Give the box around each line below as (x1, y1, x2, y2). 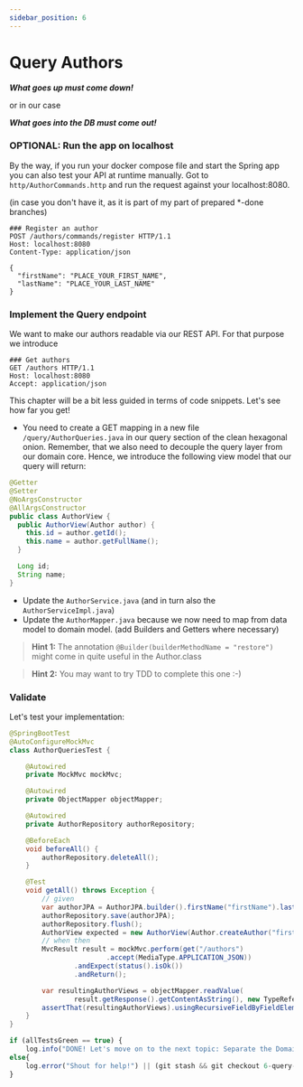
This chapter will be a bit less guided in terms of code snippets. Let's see (9, 395, 281, 407)
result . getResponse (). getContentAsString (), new (73, 995, 260, 1004)
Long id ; (17, 562, 50, 571)
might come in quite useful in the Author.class (31, 651, 202, 661)
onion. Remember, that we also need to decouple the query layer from (22, 442, 283, 453)
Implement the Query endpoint (9, 308, 147, 321)
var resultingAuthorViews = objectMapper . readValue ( (41, 986, 244, 995)
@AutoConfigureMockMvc (9, 737, 95, 746)
